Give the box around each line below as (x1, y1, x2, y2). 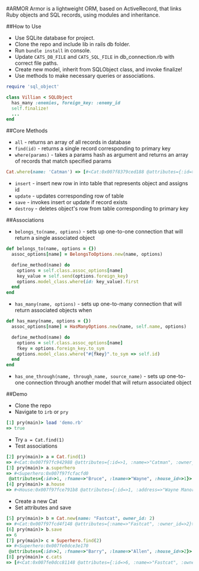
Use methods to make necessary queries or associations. (14, 72, 155, 79)
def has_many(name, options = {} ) (6, 318, 92, 324)
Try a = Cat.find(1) (14, 436, 65, 443)
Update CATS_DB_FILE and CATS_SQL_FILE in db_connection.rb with (14, 53, 175, 60)
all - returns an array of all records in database (14, 139, 131, 146)
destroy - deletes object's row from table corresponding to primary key (14, 205, 189, 212)
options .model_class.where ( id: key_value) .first (17, 278, 139, 284)
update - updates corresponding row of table (14, 192, 124, 199)
